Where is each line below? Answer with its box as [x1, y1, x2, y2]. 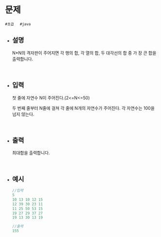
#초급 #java [5, 21, 31, 27]
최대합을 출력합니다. [12, 150, 50, 156]
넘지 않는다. [12, 111, 35, 117]
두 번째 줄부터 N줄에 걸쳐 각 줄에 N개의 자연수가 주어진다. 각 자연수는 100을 [12, 105, 155, 111]
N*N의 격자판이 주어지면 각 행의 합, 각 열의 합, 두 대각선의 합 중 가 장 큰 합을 [12, 50, 157, 56]
